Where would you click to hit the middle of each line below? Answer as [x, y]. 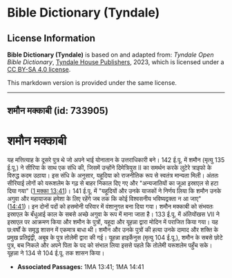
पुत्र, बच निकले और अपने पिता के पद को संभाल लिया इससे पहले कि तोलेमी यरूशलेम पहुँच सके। [110, 246]
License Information [51, 38]
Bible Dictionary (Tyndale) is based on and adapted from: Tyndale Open [110, 54]
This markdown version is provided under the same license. [92, 83]
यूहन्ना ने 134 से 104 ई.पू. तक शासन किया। [56, 253]
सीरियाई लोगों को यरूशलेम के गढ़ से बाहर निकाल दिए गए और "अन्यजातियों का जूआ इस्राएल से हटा [113, 183]
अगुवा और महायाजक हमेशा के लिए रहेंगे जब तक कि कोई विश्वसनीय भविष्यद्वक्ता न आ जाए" [104, 199]
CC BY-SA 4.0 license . [39, 69]
